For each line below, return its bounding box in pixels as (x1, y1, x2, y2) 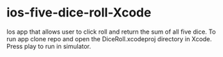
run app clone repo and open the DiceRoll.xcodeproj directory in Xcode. (6, 34, 213, 43)
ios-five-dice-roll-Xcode (6, 5, 151, 21)
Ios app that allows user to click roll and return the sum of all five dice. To (6, 27, 216, 36)
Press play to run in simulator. (6, 42, 92, 50)
